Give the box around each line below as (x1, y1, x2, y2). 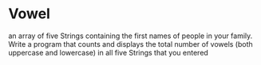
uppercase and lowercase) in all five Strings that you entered (8, 48, 209, 57)
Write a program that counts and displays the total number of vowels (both (8, 39, 253, 48)
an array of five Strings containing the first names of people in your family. (8, 31, 253, 40)
